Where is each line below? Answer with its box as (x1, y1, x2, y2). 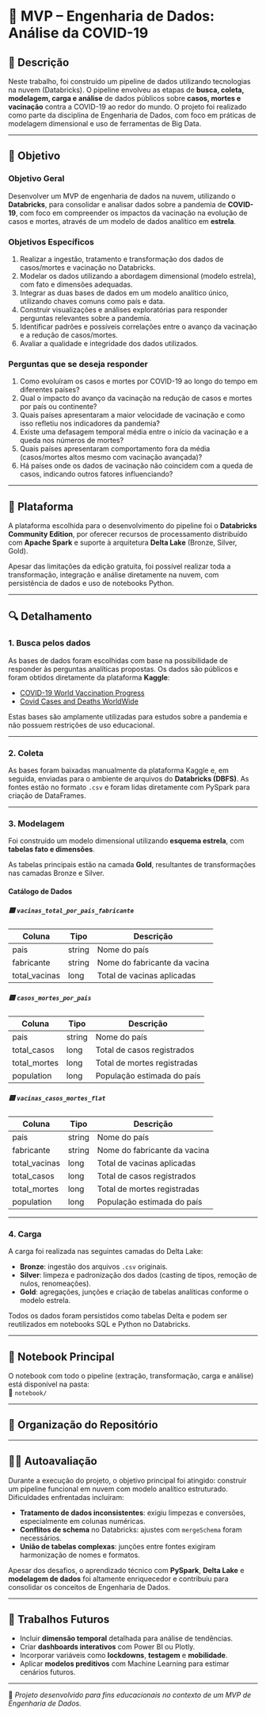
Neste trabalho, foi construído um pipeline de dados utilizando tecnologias (8, 77, 251, 86)
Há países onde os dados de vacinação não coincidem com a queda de (19, 461, 253, 471)
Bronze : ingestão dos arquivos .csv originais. (19, 1262, 168, 1271)
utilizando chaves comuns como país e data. (19, 296, 165, 306)
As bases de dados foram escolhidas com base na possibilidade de (8, 655, 228, 665)
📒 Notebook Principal (8, 1350, 115, 1363)
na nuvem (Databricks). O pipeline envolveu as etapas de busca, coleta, (8, 85, 245, 94)
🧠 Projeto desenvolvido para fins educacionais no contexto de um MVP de (8, 1691, 252, 1700)
